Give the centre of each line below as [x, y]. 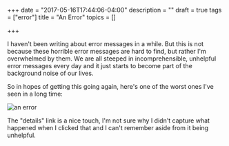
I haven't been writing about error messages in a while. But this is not [106, 44]
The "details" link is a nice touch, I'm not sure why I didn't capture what [109, 121]
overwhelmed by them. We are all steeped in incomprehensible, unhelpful [112, 59]
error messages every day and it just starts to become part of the [100, 66]
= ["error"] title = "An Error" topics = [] [61, 17]
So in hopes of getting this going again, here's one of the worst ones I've [110, 86]
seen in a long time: [35, 94]
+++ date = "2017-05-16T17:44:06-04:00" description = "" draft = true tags [114, 10]
